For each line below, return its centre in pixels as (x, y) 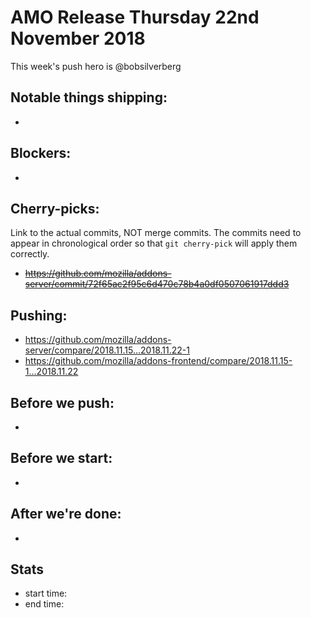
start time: (46, 593)
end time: (44, 604)
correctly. (30, 254)
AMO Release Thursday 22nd (135, 17)
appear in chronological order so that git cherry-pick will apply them (154, 243)
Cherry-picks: (55, 208)
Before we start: (61, 458)
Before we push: (62, 402)
